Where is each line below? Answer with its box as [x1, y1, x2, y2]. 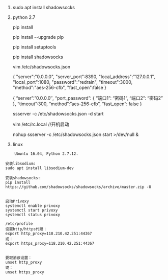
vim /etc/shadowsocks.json [12, 64, 70, 69]
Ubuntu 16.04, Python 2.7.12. [14, 151, 79, 156]
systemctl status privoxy [5, 212, 60, 217]
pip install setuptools [12, 44, 57, 50]
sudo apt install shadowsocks [12, 5, 75, 10]
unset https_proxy [5, 270, 44, 275]
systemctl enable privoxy [5, 203, 60, 208]
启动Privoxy [5, 199, 29, 204]
